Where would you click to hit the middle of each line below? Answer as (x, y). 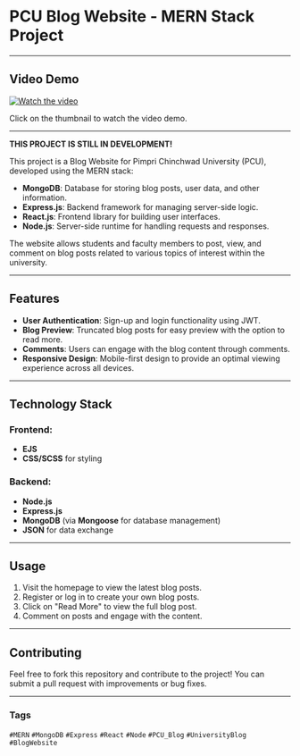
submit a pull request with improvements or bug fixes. (108, 684)
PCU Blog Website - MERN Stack (132, 17)
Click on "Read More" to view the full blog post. (109, 607)
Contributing (46, 653)
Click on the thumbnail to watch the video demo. (98, 118)
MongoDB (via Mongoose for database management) (121, 520)
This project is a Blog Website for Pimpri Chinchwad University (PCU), (138, 161)
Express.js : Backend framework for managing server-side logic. (140, 206)
